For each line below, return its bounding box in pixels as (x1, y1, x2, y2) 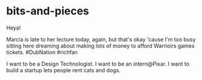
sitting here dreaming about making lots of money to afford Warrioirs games (6, 42, 195, 49)
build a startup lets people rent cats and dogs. (6, 66, 121, 73)
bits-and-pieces (6, 4, 89, 18)
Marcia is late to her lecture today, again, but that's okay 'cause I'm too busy (6, 35, 196, 43)
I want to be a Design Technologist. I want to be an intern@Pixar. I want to (6, 60, 190, 67)
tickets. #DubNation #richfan (6, 48, 78, 55)
